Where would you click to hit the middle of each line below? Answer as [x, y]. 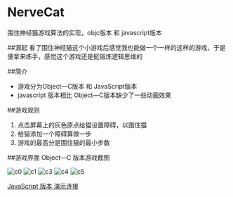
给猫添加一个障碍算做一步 [54, 134]
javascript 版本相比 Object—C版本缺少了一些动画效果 [94, 95]
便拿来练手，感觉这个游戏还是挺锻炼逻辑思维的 [75, 56]
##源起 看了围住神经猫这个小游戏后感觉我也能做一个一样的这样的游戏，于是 [116, 47]
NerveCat [36, 12]
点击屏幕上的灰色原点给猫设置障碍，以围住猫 [82, 125]
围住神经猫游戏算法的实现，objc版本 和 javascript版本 [85, 32]
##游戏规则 [24, 110]
